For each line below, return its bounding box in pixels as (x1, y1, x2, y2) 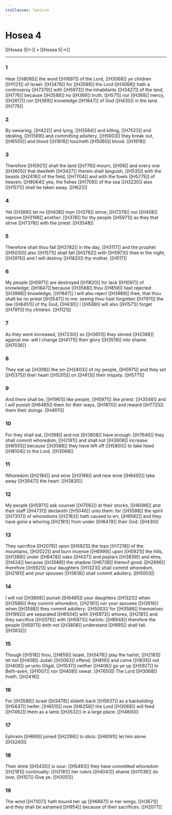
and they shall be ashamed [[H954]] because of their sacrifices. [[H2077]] (5, 804, 162, 810)
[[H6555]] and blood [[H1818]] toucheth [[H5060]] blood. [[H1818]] (5, 138, 146, 144)
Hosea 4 (5, 29, 42, 41)
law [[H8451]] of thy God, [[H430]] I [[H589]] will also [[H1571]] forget (5, 301, 153, 307)
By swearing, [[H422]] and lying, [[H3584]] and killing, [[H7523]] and (5, 128, 152, 134)
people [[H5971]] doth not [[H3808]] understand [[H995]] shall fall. (5, 622, 147, 628)
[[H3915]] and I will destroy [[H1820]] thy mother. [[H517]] (5, 255, 127, 261)
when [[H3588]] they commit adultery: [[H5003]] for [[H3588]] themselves (5, 605, 164, 612)
